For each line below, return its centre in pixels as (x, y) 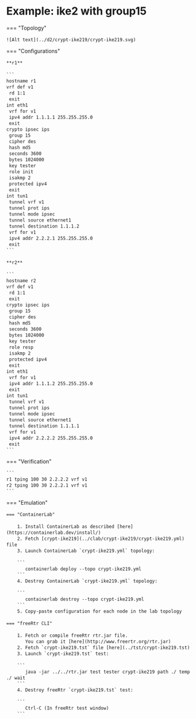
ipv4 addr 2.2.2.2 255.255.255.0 (51, 438)
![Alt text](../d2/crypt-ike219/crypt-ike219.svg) (71, 40)
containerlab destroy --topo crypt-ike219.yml (85, 599)
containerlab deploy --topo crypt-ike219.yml (83, 569)
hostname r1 (21, 81)
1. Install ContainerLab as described (66, 527)
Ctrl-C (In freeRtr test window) (67, 708)
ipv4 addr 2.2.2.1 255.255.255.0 (51, 238)
